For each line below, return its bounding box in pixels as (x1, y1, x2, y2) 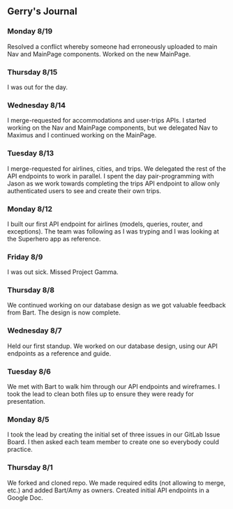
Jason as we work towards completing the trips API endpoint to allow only (7, 179, 220, 188)
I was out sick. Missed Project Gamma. (7, 268, 119, 276)
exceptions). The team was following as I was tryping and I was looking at (7, 227, 220, 236)
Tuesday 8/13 (7, 149, 54, 158)
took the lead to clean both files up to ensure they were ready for (7, 390, 194, 398)
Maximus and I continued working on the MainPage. (7, 131, 157, 139)
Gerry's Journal (7, 6, 78, 17)
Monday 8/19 (7, 26, 53, 36)
